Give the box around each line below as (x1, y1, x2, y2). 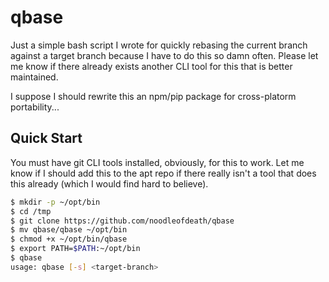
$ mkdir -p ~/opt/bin (10, 197, 101, 207)
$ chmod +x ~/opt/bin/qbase (10, 234, 128, 245)
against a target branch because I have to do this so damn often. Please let (10, 49, 319, 61)
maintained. (10, 71, 59, 83)
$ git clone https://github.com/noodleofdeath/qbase (10, 216, 235, 226)
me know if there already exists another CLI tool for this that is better (10, 60, 293, 72)
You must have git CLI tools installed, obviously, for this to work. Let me (10, 156, 305, 168)
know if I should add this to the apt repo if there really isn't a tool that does (10, 167, 317, 179)
